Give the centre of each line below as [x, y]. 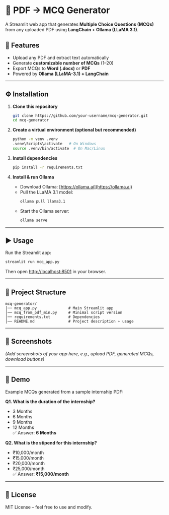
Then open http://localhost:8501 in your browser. [56, 272]
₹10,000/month [28, 453]
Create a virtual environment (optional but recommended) [74, 130]
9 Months [22, 422]
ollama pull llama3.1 [43, 201]
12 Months [23, 427]
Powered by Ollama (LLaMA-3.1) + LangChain [61, 74]
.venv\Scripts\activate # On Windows [54, 144]
